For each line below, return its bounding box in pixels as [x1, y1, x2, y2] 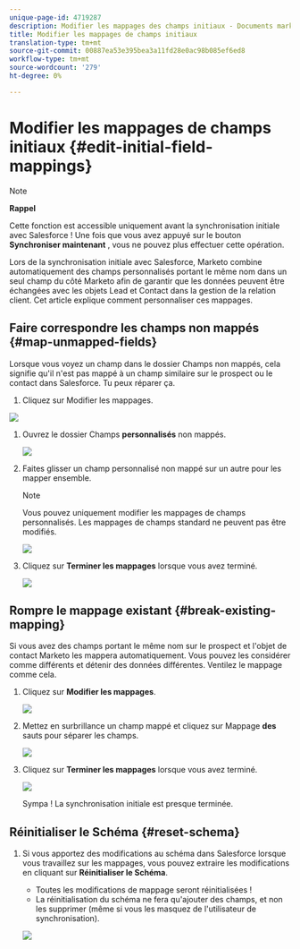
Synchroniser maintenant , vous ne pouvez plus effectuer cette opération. [9, 239, 285, 250]
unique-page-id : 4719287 [9, 13, 102, 22]
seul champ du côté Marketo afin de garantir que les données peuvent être [9, 275, 285, 286]
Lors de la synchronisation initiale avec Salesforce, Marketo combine [9, 256, 262, 267]
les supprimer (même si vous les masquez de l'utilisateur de [35, 903, 257, 914]
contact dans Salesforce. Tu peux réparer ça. [9, 377, 176, 388]
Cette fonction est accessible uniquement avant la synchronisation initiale [9, 220, 280, 231]
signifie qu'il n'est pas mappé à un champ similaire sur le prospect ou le [9, 368, 273, 379]
